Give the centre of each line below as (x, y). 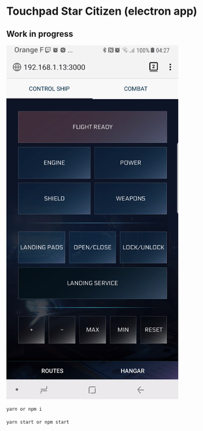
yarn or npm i (24, 409)
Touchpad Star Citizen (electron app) (102, 11)
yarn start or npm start (38, 422)
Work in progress (40, 34)
